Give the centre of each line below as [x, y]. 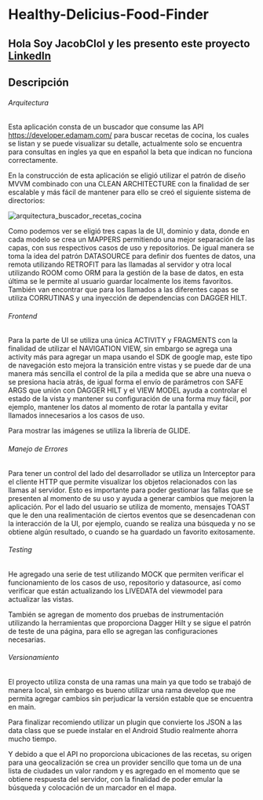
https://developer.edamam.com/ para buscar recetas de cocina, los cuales [129, 135]
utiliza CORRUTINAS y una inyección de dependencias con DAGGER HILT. [128, 298]
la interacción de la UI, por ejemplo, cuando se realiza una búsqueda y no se [132, 523]
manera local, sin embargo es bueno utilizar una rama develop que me [122, 690]
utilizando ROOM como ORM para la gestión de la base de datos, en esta [126, 273]
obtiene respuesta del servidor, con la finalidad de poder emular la [115, 779]
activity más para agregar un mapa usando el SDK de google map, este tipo [130, 357]
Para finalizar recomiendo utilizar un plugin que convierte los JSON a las [125, 722]
